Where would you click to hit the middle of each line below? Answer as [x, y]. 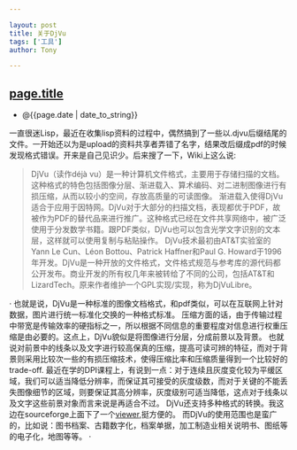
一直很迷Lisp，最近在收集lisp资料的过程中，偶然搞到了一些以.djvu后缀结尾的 [148, 133]
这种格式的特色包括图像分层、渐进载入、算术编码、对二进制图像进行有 [159, 185]
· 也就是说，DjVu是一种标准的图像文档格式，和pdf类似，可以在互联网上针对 [146, 304]
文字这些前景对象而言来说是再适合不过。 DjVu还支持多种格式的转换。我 [146, 403]
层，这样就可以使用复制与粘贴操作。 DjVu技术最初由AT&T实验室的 [151, 241]
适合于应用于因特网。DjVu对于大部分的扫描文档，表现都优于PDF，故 [156, 207]
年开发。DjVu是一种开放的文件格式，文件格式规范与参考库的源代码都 [156, 263]
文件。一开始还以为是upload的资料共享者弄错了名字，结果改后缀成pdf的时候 [148, 144]
